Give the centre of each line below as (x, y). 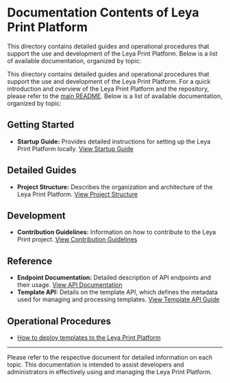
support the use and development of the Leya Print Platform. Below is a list (112, 54)
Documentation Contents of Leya (103, 13)
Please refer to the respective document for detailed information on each (110, 357)
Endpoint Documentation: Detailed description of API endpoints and (114, 278)
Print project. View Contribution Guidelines (77, 240)
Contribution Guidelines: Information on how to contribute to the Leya (116, 232)
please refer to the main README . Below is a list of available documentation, (115, 96)
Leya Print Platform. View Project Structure (77, 194)
